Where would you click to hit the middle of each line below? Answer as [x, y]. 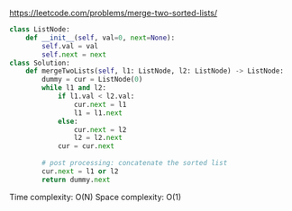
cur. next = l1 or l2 [80, 171]
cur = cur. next [86, 146]
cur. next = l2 [100, 129]
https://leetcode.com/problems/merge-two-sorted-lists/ [114, 13]
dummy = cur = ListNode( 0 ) [92, 80]
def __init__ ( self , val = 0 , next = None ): [100, 38]
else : [68, 121]
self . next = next [74, 54]
